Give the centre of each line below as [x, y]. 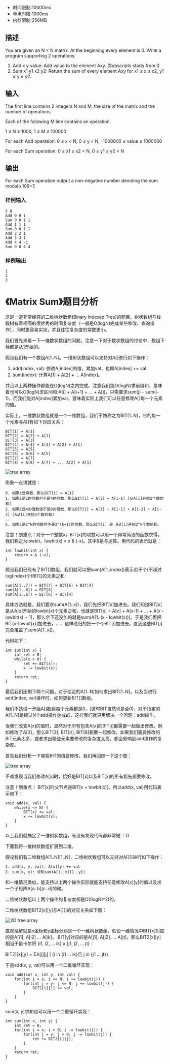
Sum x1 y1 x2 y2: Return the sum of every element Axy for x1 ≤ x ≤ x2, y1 [88, 71]
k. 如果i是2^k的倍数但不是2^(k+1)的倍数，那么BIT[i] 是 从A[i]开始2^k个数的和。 [83, 524]
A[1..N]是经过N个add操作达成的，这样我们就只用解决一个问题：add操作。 [82, 715]
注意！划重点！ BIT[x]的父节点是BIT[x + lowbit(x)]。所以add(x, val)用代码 [81, 787]
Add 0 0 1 [16, 216]
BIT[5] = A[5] [20, 449]
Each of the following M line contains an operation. [58, 121]
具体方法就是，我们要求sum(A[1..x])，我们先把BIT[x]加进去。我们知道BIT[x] [84, 604]
